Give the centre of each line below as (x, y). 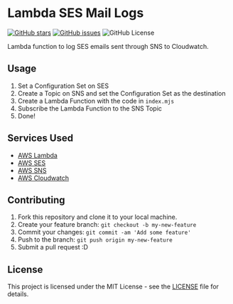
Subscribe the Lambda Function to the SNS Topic (90, 108)
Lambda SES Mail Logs (76, 13)
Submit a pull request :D (53, 247)
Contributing (36, 200)
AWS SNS (32, 170)
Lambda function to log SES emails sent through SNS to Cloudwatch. (108, 46)
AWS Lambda (38, 155)
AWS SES (32, 163)
